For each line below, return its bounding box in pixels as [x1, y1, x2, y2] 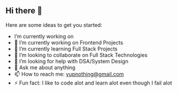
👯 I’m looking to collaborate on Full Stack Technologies [14, 51, 148, 59]
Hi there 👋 [5, 6, 43, 16]
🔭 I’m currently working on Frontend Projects [14, 39, 124, 46]
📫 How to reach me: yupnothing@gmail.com [14, 70, 124, 77]
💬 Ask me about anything [14, 64, 76, 71]
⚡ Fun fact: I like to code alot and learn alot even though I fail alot [14, 79, 173, 86]
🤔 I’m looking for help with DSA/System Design [14, 57, 128, 64]
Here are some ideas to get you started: [5, 21, 103, 28]
